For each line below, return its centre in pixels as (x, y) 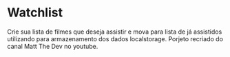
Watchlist (35, 13)
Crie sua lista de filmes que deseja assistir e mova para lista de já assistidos (115, 32)
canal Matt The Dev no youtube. (53, 46)
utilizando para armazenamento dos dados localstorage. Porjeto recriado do (115, 38)
